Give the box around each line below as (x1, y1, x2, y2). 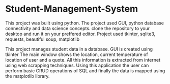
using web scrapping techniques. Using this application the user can (5, 62, 149, 68)
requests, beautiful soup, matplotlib (5, 36, 80, 42)
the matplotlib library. (5, 73, 50, 79)
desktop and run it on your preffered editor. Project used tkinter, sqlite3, (5, 31, 156, 37)
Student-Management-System (5, 3, 138, 15)
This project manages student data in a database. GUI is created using (5, 46, 153, 52)
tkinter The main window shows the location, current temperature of (5, 51, 149, 58)
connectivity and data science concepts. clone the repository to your (5, 25, 150, 31)
